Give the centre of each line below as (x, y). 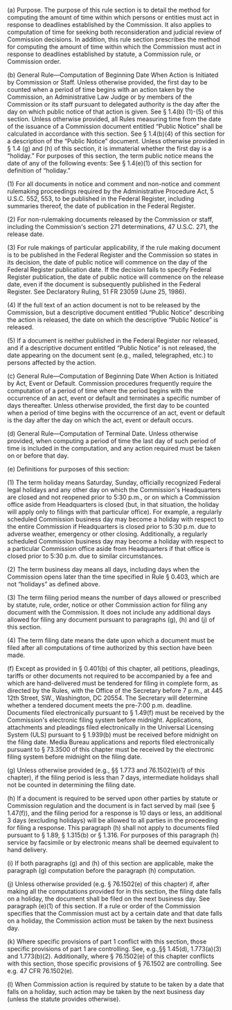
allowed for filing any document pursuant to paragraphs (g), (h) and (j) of (111, 620)
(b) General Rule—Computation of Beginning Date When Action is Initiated (113, 75)
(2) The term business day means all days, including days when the (103, 569)
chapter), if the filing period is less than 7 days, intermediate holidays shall (113, 777)
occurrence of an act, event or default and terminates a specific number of (114, 398)
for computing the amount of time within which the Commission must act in (114, 47)
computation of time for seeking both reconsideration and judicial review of (115, 32)
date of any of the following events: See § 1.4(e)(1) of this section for (105, 163)
